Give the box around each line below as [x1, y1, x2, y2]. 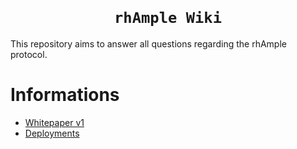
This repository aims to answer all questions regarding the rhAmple [10, 37, 287, 50]
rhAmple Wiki [114, 9, 222, 28]
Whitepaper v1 [24, 116, 85, 128]
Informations [10, 84, 120, 106]
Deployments [24, 127, 80, 139]
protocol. [10, 48, 48, 60]
